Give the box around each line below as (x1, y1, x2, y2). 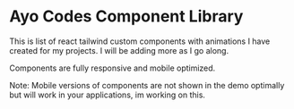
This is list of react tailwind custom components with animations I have (9, 36, 271, 46)
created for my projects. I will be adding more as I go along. (9, 45, 229, 55)
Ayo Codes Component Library (9, 6, 244, 27)
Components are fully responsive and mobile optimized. (9, 63, 216, 73)
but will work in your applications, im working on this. (9, 89, 206, 100)
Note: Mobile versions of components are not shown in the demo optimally (9, 80, 285, 90)
